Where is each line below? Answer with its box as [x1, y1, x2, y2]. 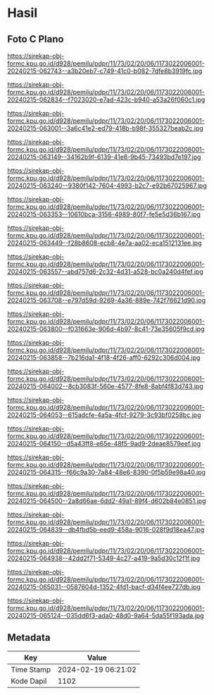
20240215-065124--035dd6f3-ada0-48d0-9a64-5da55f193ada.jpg [7, 612, 204, 620]
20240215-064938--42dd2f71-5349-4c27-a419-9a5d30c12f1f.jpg [7, 554, 201, 562]
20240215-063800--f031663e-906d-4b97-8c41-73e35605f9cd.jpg [7, 325, 206, 333]
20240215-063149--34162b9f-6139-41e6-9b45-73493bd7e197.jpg [7, 153, 201, 161]
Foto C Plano [7, 33, 64, 45]
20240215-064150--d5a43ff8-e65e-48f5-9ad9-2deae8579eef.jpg [7, 440, 201, 447]
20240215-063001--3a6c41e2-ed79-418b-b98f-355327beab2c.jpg [7, 124, 204, 132]
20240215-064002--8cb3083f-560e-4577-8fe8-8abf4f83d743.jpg [7, 382, 204, 390]
